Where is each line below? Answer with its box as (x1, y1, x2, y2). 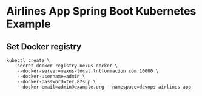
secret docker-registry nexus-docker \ (17, 63, 118, 69)
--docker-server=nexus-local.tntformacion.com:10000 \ (17, 68, 159, 74)
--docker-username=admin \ (17, 74, 86, 80)
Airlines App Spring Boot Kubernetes (6, 4, 197, 18)
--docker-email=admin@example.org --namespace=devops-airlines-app (17, 84, 191, 90)
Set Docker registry (6, 41, 82, 52)
